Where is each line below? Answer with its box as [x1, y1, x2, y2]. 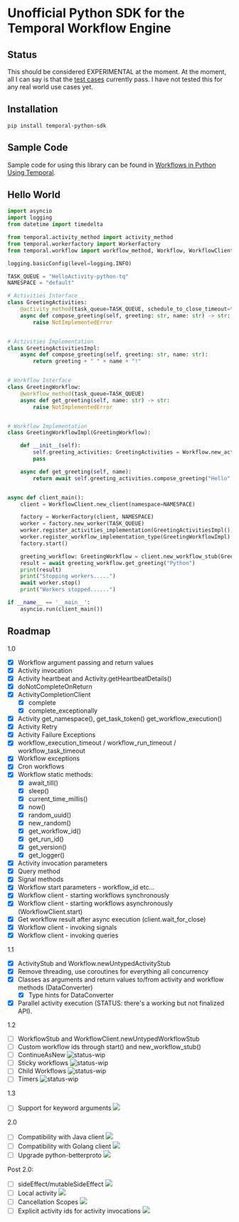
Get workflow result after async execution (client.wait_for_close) [17, 915, 206, 923]
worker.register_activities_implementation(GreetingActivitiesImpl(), [20, 526, 234, 534]
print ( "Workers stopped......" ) [20, 586, 116, 594]
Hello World [7, 189, 60, 201]
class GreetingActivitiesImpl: [7, 345, 100, 352]
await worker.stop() [20, 579, 81, 586]
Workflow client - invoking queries [17, 931, 119, 940]
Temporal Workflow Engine [7, 20, 171, 36]
